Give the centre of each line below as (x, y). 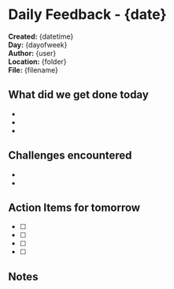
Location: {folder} (37, 62)
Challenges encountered (70, 156)
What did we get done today (79, 95)
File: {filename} (33, 69)
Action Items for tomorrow (74, 207)
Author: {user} (32, 53)
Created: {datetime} (41, 36)
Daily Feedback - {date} (87, 15)
